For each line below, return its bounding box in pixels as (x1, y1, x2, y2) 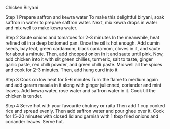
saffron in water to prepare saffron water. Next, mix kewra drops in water (5, 20, 158, 25)
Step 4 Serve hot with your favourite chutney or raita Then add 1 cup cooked (5, 103, 165, 108)
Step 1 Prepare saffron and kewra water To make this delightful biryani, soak (5, 14, 164, 20)
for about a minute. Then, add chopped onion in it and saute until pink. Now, (5, 51, 164, 57)
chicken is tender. (5, 93, 43, 99)
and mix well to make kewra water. (5, 25, 78, 31)
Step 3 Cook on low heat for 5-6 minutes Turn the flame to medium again (5, 77, 158, 82)
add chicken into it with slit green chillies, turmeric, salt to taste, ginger (5, 56, 153, 62)
